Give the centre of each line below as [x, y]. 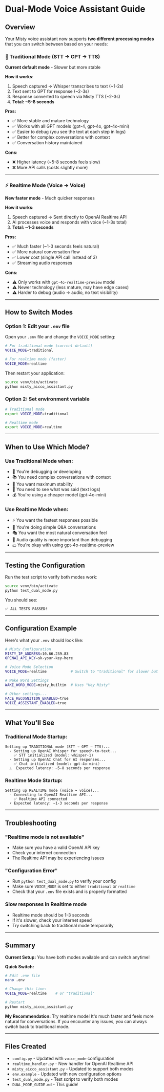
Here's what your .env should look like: [44, 640]
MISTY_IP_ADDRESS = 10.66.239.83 [37, 654]
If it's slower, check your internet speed [52, 920]
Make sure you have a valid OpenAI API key [56, 847]
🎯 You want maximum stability [42, 484]
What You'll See [30, 723]
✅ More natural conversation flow [46, 252]
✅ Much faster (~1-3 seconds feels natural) [56, 246]
